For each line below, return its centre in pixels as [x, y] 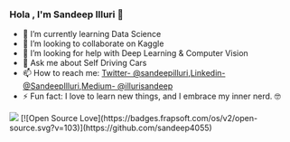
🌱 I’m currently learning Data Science [92, 34]
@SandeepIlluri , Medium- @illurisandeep [98, 86]
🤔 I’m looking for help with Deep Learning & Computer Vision [135, 53]
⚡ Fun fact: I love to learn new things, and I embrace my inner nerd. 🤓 [152, 96]
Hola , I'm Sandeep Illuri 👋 [66, 14]
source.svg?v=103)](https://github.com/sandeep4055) [111, 128]
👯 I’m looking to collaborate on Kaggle [93, 43]
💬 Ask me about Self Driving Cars [84, 63]
